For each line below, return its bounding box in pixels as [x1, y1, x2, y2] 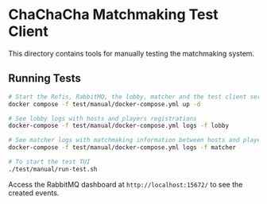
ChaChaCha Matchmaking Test [8, 6, 219, 24]
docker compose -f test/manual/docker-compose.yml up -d [8, 100, 201, 108]
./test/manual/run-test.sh [8, 165, 98, 173]
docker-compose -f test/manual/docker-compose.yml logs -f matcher [8, 144, 237, 152]
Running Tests [8, 71, 81, 85]
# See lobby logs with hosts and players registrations [8, 114, 197, 122]
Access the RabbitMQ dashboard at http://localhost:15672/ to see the [8, 179, 243, 189]
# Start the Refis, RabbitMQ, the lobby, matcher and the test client [8, 93, 247, 101]
